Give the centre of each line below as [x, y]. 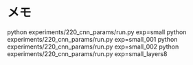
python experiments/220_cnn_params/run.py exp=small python [97, 32]
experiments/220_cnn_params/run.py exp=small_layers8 [87, 53]
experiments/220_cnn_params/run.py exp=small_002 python [93, 47]
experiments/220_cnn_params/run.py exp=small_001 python [92, 39]
